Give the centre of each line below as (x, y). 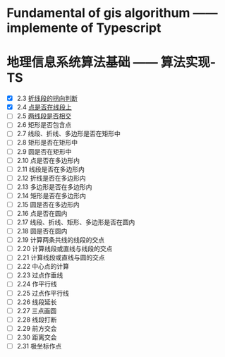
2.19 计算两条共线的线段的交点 (61, 240)
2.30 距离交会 (37, 337)
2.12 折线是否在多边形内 (51, 178)
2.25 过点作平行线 (43, 293)
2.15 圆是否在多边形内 (48, 204)
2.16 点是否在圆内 (42, 213)
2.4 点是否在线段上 (44, 107)
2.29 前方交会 (37, 328)
